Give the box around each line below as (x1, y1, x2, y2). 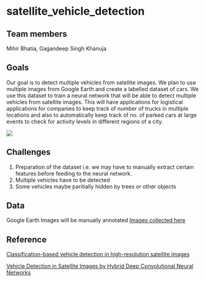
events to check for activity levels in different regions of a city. (6, 117, 163, 125)
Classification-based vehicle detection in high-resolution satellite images (6, 251, 190, 258)
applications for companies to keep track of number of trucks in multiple (6, 105, 188, 112)
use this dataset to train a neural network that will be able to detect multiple (6, 92, 196, 99)
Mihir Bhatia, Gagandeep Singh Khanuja (6, 45, 107, 52)
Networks (6, 269, 31, 276)
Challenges (6, 147, 51, 157)
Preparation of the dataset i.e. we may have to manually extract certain (15, 163, 194, 171)
